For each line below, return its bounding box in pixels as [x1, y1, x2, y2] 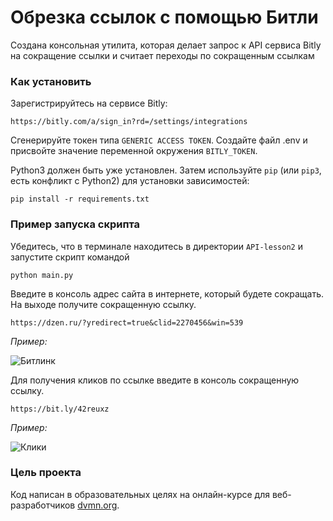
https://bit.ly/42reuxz [10, 404, 110, 414]
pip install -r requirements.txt [10, 194, 150, 205]
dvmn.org [77, 499, 118, 511]
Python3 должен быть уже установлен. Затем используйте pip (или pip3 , [10, 164, 322, 176]
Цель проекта [10, 466, 82, 480]
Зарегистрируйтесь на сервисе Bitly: [10, 97, 168, 110]
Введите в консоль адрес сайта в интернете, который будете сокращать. [10, 287, 325, 300]
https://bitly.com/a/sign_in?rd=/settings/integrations [10, 117, 248, 127]
